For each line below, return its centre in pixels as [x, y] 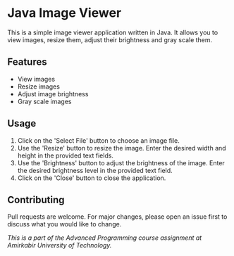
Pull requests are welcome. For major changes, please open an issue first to [117, 217]
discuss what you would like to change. [64, 224]
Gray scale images [44, 101]
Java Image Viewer [64, 13]
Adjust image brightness [53, 94]
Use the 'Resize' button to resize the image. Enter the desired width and [122, 148]
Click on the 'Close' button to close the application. [92, 178]
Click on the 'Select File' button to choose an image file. [98, 140]
